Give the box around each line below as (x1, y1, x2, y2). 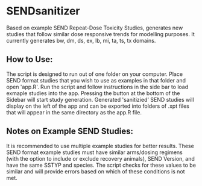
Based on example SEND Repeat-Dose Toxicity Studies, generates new (6, 24, 183, 31)
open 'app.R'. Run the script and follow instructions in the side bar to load (6, 83, 189, 90)
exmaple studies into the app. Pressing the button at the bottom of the (6, 89, 180, 97)
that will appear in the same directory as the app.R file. (6, 108, 142, 116)
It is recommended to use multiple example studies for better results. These (6, 142, 194, 149)
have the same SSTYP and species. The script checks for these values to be (6, 161, 196, 169)
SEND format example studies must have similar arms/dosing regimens (6, 149, 183, 156)
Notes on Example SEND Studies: (6, 126, 134, 137)
